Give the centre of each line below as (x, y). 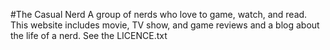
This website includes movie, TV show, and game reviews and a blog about (165, 25)
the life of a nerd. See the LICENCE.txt (89, 35)
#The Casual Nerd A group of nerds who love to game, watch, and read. (159, 14)
